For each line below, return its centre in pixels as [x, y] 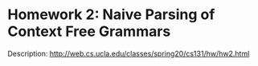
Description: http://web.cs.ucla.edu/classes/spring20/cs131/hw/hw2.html [129, 53]
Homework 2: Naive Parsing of [111, 15]
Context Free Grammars [89, 31]
